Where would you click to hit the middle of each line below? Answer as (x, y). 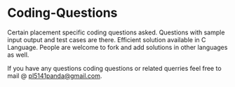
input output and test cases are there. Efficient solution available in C (107, 39)
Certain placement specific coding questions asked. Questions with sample (116, 32)
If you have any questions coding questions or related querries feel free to (115, 68)
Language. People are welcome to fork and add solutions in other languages (117, 47)
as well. (18, 55)
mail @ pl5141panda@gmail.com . (55, 76)
